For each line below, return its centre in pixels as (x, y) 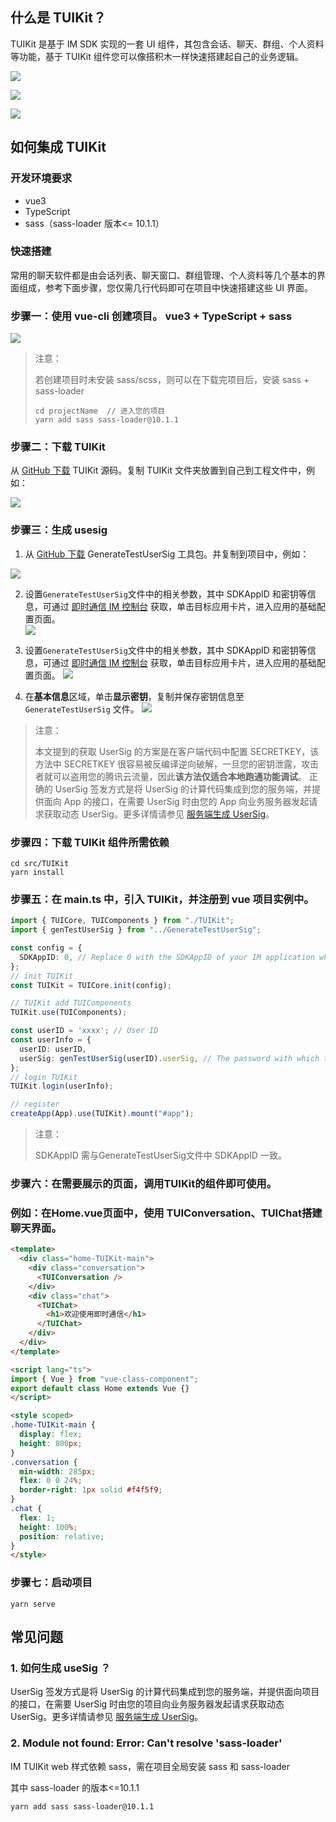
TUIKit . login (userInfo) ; (62, 1086)
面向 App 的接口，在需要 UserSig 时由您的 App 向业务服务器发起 (176, 801)
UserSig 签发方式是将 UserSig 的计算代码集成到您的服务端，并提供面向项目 (165, 1692)
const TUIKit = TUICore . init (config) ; (91, 985)
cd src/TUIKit (40, 863)
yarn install (37, 872)
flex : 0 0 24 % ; (51, 1481)
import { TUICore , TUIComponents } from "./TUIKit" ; (122, 921)
